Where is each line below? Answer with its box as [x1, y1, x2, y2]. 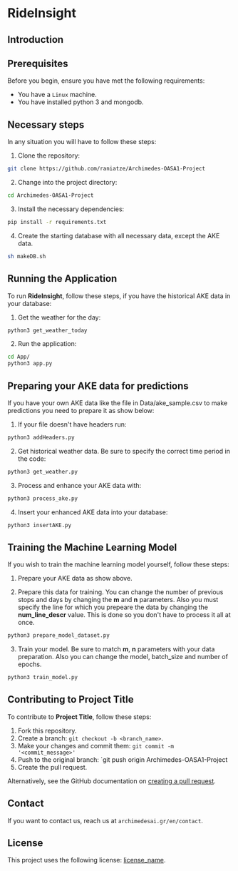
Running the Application [7, 272, 118, 285]
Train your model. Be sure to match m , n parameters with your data [17, 645, 215, 653]
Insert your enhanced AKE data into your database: [17, 508, 168, 516]
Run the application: [17, 340, 77, 348]
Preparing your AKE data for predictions [7, 380, 189, 392]
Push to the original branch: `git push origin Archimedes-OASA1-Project [17, 755, 228, 764]
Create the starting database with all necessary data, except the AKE [17, 231, 220, 240]
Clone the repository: [17, 151, 81, 160]
